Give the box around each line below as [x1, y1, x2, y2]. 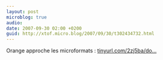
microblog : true [6, 14, 47, 20]
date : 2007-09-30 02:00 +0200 [6, 25, 82, 31]
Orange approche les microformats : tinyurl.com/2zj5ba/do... [6, 47, 157, 54]
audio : [6, 20, 23, 26]
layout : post [6, 8, 39, 15]
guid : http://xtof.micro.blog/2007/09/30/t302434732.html [6, 31, 155, 37]
